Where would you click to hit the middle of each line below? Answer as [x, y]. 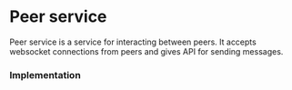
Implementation [45, 75]
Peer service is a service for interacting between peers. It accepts [133, 42]
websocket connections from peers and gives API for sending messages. [146, 51]
